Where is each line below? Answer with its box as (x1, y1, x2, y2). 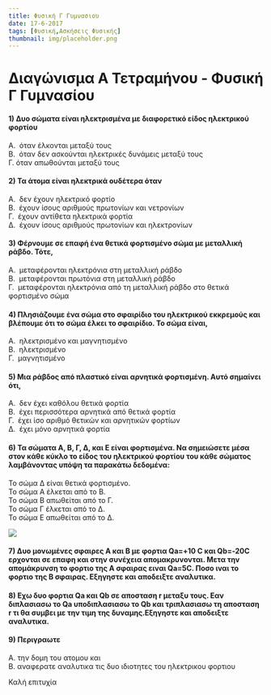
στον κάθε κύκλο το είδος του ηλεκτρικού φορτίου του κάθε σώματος (8, 451, 252, 462)
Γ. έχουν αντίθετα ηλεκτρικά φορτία (8, 211, 133, 221)
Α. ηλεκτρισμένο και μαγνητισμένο (8, 336, 128, 346)
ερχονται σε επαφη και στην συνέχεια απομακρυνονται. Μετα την (8, 555, 240, 565)
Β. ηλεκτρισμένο (8, 345, 66, 355)
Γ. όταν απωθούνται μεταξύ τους (8, 157, 120, 167)
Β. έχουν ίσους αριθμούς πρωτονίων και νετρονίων (8, 203, 184, 212)
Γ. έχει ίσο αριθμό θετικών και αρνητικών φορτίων (8, 416, 180, 425)
